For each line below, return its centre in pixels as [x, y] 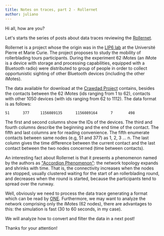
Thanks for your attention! [31, 228]
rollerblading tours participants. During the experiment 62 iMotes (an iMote [81, 58]
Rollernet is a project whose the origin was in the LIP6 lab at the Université [80, 47]
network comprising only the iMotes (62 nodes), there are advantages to [79, 204]
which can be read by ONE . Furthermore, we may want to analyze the [75, 198]
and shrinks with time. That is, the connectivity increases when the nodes [80, 168]
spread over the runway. [30, 184]
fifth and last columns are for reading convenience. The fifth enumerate [77, 132]
